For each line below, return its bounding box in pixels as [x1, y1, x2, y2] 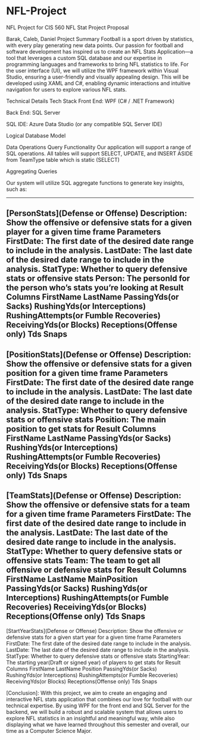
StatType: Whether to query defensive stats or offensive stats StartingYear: [6, 653, 190, 660]
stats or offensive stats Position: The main [6, 415, 167, 425]
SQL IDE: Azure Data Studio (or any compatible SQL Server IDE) [6, 120, 162, 127]
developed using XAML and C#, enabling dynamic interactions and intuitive [6, 79, 190, 87]
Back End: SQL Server [6, 109, 61, 116]
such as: [6, 186, 27, 193]
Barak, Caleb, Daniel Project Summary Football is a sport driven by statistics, [6, 35, 194, 42]
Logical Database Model [6, 132, 66, 139]
